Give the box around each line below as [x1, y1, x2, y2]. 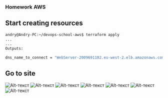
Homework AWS [5, 3, 46, 10]
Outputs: [5, 46, 23, 51]
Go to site [5, 69, 36, 77]
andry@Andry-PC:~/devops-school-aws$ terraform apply [5, 32, 120, 37]
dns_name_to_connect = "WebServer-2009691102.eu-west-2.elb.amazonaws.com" [5, 55, 166, 60]
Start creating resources [5, 19, 83, 27]
